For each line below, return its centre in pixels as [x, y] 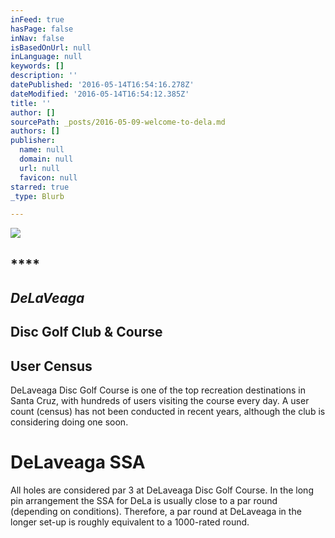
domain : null [46, 159]
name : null [42, 150]
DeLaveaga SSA [78, 462]
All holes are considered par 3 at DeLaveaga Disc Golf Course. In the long [162, 490]
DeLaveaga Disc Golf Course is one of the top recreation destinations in [158, 390]
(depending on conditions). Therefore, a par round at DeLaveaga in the [156, 512]
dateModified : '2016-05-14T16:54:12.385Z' [100, 94]
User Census [51, 366]
